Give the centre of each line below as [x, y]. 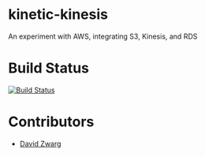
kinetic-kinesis [58, 15]
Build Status [48, 68]
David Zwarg [40, 143]
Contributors [51, 122]
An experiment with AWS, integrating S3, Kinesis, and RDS [103, 36]
